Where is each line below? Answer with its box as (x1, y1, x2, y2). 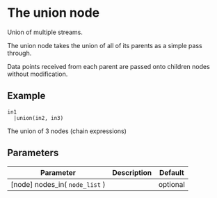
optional (158, 179, 186, 189)
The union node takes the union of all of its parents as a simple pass (7, 41, 203, 49)
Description (112, 167, 152, 177)
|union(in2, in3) (13, 114, 64, 121)
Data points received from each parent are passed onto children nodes (7, 62, 210, 70)
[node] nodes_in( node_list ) (10, 179, 106, 189)
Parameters (7, 147, 59, 159)
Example (7, 90, 46, 102)
